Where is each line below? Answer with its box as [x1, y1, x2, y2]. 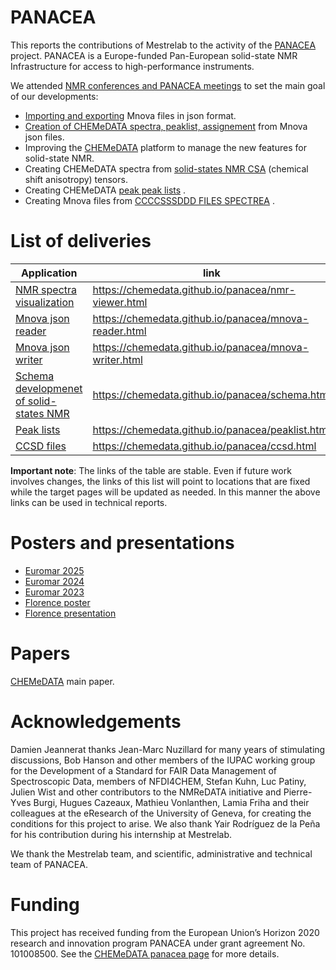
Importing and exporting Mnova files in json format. [24, 109, 237, 121]
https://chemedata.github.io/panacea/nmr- [92, 282, 296, 296]
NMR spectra [15, 282, 78, 296]
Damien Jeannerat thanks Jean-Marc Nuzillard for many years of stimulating [10, 743, 326, 755]
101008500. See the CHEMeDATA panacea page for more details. [10, 947, 280, 960]
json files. [24, 131, 65, 143]
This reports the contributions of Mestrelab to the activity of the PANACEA [10, 39, 317, 51]
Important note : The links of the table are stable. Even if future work [10, 464, 292, 476]
